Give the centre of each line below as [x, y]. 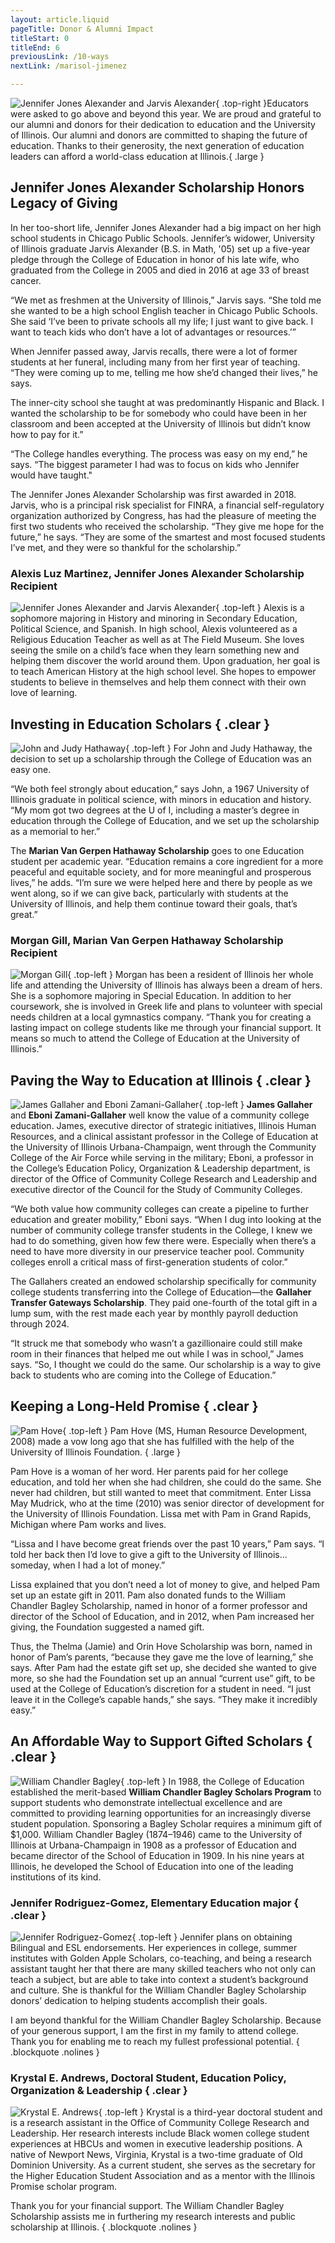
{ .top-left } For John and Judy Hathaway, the [219, 748]
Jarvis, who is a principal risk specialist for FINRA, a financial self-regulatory [167, 505]
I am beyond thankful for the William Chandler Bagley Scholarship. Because [166, 2020]
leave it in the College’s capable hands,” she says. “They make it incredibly [164, 1699]
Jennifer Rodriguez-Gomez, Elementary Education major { [154, 1903]
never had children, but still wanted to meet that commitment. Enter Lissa [161, 1492]
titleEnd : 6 [35, 47]
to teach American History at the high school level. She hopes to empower [163, 672]
